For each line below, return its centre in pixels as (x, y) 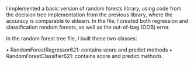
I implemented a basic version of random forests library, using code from (94, 8)
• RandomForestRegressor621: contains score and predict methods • (89, 50)
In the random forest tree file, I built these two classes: (72, 38)
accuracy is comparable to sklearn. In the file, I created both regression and (97, 21)
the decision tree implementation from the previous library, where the (89, 15)
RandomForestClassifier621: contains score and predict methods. (85, 56)
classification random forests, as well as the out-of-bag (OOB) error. (88, 27)
